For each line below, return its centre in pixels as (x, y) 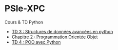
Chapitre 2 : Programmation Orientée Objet (55, 37)
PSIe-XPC (25, 9)
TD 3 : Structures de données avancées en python (62, 31)
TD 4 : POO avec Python (36, 42)
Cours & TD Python (24, 22)
